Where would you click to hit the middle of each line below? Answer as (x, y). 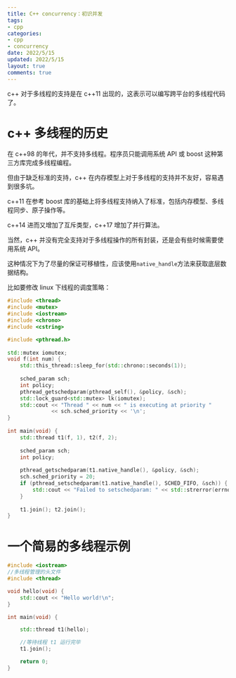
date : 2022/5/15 (31, 53)
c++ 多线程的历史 (58, 133)
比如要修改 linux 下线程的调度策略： (59, 287)
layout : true (26, 66)
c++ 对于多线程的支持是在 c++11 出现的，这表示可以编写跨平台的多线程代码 (117, 93)
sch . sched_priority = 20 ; (58, 477)
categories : (25, 33)
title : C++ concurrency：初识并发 (55, 14)
